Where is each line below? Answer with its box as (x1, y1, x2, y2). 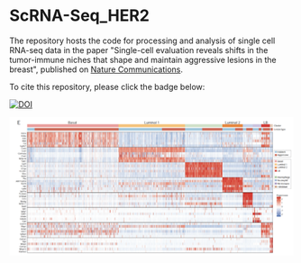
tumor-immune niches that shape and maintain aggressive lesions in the (9, 54, 277, 65)
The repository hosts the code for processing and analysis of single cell (9, 35, 276, 46)
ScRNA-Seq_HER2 (9, 5, 150, 26)
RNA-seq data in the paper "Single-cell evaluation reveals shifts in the (9, 44, 269, 55)
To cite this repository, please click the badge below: (9, 81, 205, 92)
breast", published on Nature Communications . (9, 64, 183, 75)
